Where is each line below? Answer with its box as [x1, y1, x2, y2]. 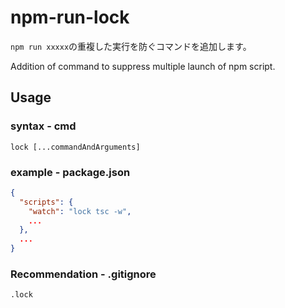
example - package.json [10, 165, 131, 179]
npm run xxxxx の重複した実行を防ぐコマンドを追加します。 [10, 40, 252, 52]
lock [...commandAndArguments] [10, 142, 141, 152]
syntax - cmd [10, 119, 77, 133]
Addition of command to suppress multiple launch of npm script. [10, 60, 276, 72]
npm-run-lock [10, 6, 130, 29]
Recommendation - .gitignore [10, 267, 157, 281]
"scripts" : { [19, 197, 74, 207]
